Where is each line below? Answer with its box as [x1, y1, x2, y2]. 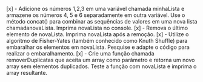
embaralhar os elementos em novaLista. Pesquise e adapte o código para [6, 43, 190, 51]
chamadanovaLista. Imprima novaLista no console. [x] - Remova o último [6, 24, 188, 31]
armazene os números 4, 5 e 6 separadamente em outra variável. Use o [6, 11, 185, 19]
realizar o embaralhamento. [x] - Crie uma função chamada [6, 50, 155, 57]
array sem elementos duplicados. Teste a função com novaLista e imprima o [6, 63, 197, 70]
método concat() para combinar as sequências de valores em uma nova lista [6, 18, 198, 25]
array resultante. [6, 69, 47, 76]
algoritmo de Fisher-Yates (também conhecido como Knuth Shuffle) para [6, 37, 188, 44]
